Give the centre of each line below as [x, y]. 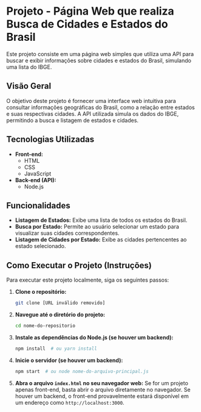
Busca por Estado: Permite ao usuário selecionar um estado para [97, 227]
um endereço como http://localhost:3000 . [70, 402]
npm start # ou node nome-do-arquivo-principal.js [82, 371]
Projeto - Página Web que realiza [90, 11]
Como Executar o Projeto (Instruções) [79, 265]
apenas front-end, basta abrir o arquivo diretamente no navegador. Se [103, 389]
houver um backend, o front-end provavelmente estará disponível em [102, 396]
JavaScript [38, 173]
